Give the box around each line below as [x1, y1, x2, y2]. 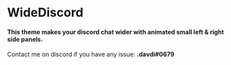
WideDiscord [7, 5, 84, 21]
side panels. [7, 35, 43, 43]
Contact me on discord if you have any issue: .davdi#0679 [7, 50, 174, 59]
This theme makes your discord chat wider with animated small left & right [7, 27, 224, 36]
